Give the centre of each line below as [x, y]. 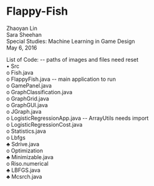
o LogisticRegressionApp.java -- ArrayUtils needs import [78, 118]
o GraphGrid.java [28, 99]
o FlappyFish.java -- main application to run [61, 79]
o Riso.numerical [28, 163]
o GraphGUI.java [27, 105]
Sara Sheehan [24, 34]
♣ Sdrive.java [23, 144]
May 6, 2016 [22, 48]
